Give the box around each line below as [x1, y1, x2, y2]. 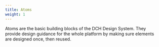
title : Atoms [5, 7, 32, 12]
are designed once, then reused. [5, 36, 72, 42]
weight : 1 [5, 12, 26, 17]
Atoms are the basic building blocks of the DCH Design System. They [5, 25, 146, 31]
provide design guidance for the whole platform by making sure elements [5, 31, 155, 37]
